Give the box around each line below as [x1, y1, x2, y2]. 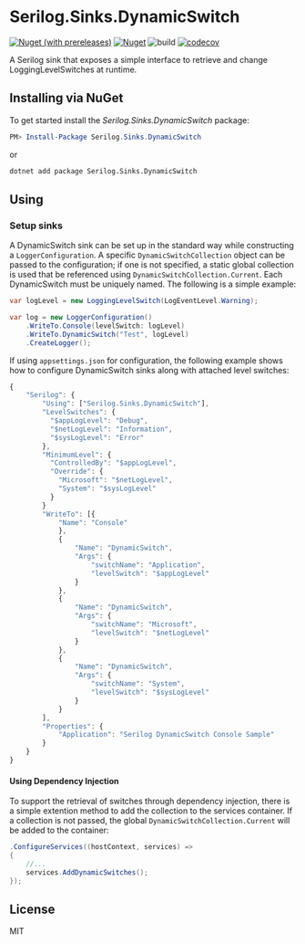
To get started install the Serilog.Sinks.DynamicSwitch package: [9, 114, 250, 125]
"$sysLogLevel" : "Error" [49, 433, 145, 442]
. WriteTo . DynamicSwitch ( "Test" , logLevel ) [25, 330, 189, 339]
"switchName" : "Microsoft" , [90, 620, 198, 629]
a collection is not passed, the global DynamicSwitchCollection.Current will [9, 815, 290, 826]
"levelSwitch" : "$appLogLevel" [90, 569, 209, 578]
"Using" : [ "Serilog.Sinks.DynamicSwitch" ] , [42, 399, 209, 408]
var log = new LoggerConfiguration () [9, 313, 153, 322]
